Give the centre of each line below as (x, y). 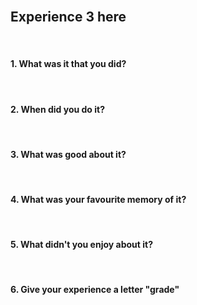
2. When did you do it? (58, 109)
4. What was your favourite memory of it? (98, 200)
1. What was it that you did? (68, 64)
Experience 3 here (68, 17)
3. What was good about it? (68, 154)
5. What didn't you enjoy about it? (81, 245)
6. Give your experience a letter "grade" (95, 290)
